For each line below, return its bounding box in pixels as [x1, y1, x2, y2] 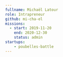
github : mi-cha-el [5, 16, 43, 21]
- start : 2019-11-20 [9, 26, 52, 31]
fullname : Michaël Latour [5, 7, 58, 12]
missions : [5, 21, 26, 26]
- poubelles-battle [14, 44, 54, 49]
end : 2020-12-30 [14, 30, 48, 35]
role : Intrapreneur [5, 12, 45, 17]
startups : [5, 40, 26, 45]
